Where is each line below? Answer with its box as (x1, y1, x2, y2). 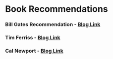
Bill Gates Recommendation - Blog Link (5, 21, 101, 28)
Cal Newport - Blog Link (5, 47, 63, 54)
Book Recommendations (5, 3, 108, 15)
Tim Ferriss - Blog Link (5, 34, 60, 41)
